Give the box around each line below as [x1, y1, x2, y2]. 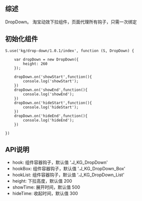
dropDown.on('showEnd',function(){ [14, 87, 88, 92]
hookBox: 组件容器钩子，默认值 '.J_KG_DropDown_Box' [12, 166, 126, 172]
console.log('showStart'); [23, 78, 79, 83]
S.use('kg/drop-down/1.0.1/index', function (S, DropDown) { [5, 48, 135, 53]
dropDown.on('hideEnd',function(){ [14, 113, 88, 118]
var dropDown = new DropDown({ [14, 57, 79, 62]
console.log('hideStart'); [23, 105, 79, 110]
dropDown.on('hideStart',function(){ [14, 100, 92, 105]
